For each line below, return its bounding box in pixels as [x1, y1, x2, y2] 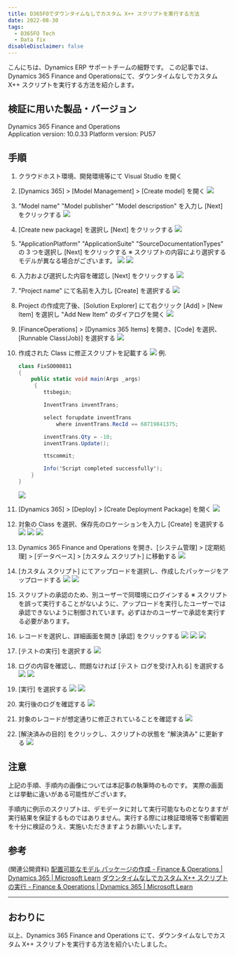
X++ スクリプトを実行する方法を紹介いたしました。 [21, 940, 171, 949]
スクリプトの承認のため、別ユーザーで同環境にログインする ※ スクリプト [18, 591, 228, 599]
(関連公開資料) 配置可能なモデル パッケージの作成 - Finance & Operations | [8, 864, 223, 873]
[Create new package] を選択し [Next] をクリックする [18, 225, 174, 234]
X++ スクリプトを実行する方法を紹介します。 [8, 81, 139, 88]
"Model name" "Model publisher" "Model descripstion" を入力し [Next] [18, 202, 223, 210]
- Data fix [14, 37, 46, 44]
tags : [8, 23, 24, 30]
